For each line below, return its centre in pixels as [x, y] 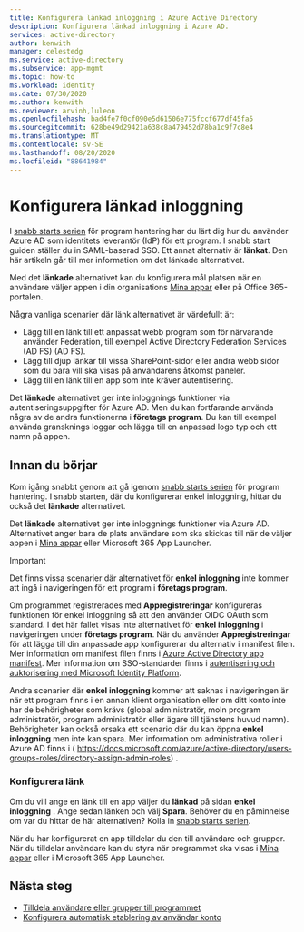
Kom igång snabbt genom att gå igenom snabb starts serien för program [145, 487]
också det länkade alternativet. [68, 506]
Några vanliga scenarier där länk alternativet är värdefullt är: [122, 315]
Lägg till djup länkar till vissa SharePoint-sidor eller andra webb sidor [151, 361]
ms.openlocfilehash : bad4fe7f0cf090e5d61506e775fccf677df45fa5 [132, 119]
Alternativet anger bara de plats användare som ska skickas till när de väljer [151, 534]
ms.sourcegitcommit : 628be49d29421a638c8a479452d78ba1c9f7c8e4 [132, 128]
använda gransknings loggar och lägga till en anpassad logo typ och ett [143, 427]
